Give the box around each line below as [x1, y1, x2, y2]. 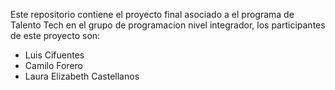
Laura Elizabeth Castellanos [24, 70, 140, 82]
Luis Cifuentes [24, 49, 85, 61]
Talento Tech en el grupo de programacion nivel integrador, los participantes [10, 19, 326, 31]
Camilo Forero [24, 60, 83, 71]
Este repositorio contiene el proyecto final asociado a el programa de [10, 9, 295, 20]
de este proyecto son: [10, 30, 101, 41]
